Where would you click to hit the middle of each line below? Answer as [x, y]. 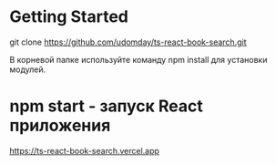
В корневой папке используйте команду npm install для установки [138, 59]
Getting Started [69, 17]
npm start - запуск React [106, 106]
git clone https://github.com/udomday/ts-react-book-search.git [128, 42]
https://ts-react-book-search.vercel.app [84, 150]
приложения [60, 126]
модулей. [28, 69]
